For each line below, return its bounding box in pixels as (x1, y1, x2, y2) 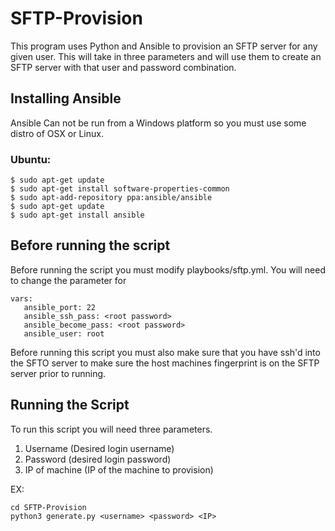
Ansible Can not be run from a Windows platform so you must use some (10, 117, 307, 129)
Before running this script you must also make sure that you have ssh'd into (10, 346, 321, 358)
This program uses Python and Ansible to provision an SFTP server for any (10, 40, 318, 52)
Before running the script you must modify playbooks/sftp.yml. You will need (10, 263, 326, 276)
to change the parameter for (10, 274, 127, 286)
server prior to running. (10, 367, 107, 379)
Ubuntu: (10, 152, 52, 166)
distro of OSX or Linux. (10, 127, 104, 139)
